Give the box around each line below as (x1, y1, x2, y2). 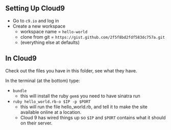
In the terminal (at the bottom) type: (5, 77, 80, 84)
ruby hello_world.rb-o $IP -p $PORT (12, 99, 91, 104)
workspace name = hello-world (20, 28, 88, 35)
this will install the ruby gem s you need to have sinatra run (20, 93, 140, 99)
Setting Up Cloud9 (5, 4, 65, 13)
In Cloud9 (5, 54, 37, 63)
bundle (12, 88, 27, 93)
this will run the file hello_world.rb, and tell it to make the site (20, 103, 148, 110)
